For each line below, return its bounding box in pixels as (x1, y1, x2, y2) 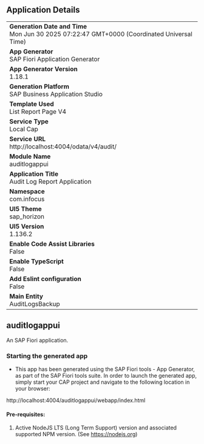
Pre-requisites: (6, 411, 46, 418)
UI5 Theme (9, 204, 42, 213)
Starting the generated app (6, 352, 88, 360)
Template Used (9, 100, 55, 108)
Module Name (9, 152, 51, 161)
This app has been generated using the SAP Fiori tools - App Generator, (15, 365, 195, 373)
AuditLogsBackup (9, 299, 60, 308)
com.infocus (9, 195, 45, 203)
